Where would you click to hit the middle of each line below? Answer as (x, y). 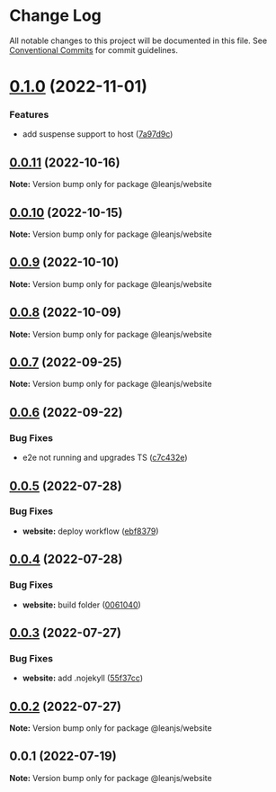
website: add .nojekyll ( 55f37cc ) (83, 678)
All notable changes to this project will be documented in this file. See (138, 40)
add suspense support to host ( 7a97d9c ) (98, 134)
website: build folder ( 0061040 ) (81, 605)
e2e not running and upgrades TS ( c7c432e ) (105, 458)
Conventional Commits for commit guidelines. (93, 49)
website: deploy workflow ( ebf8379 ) (90, 531)
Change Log (55, 16)
